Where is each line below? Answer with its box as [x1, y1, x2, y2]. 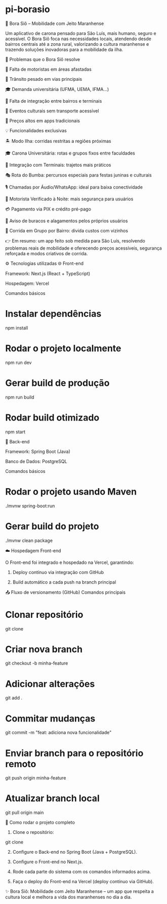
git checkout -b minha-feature [5, 660, 68, 667]
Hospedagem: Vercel [5, 280, 50, 286]
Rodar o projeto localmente [5, 343, 121, 354]
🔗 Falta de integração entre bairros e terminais [5, 98, 102, 104]
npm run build [5, 394, 34, 400]
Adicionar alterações [5, 678, 95, 689]
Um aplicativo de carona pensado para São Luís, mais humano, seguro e [5, 30, 156, 36]
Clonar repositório [5, 609, 83, 620]
